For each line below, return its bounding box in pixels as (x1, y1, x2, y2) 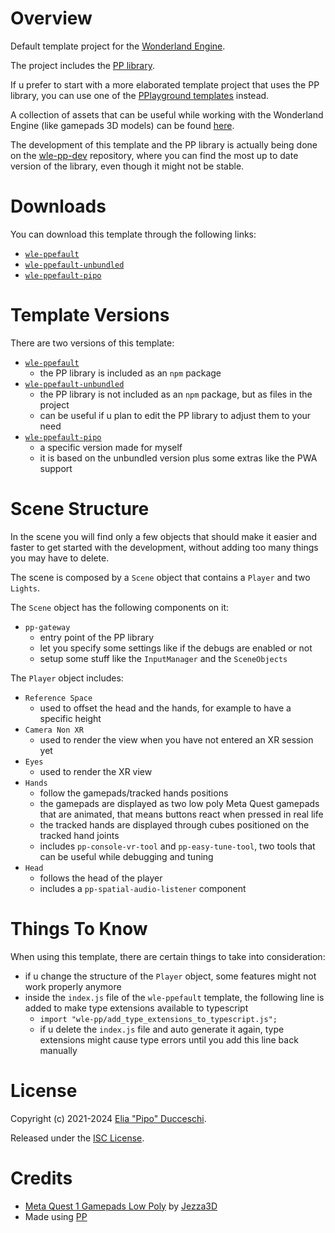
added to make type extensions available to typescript (24, 1002, 249, 1014)
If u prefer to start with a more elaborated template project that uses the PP (10, 78, 320, 91)
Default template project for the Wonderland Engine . (10, 40, 226, 52)
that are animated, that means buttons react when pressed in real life (39, 808, 324, 820)
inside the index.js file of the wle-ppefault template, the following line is (24, 991, 325, 1003)
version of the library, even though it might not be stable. (10, 160, 245, 172)
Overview (10, 7, 93, 30)
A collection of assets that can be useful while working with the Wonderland (10, 108, 324, 121)
